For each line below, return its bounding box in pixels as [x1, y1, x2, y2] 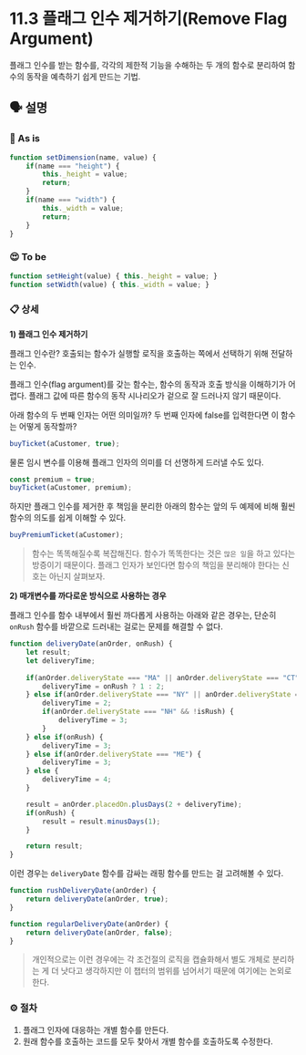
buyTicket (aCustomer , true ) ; [9, 439, 120, 448]
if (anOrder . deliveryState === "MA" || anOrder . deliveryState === [25, 673, 280, 682]
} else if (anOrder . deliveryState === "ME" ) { [25, 750, 202, 759]
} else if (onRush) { [25, 732, 104, 741]
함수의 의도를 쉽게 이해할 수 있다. [9, 512, 127, 523]
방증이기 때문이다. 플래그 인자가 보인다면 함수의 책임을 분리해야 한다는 [31, 560, 280, 571]
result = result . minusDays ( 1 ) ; [42, 817, 161, 826]
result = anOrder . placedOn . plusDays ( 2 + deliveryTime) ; [25, 800, 243, 809]
